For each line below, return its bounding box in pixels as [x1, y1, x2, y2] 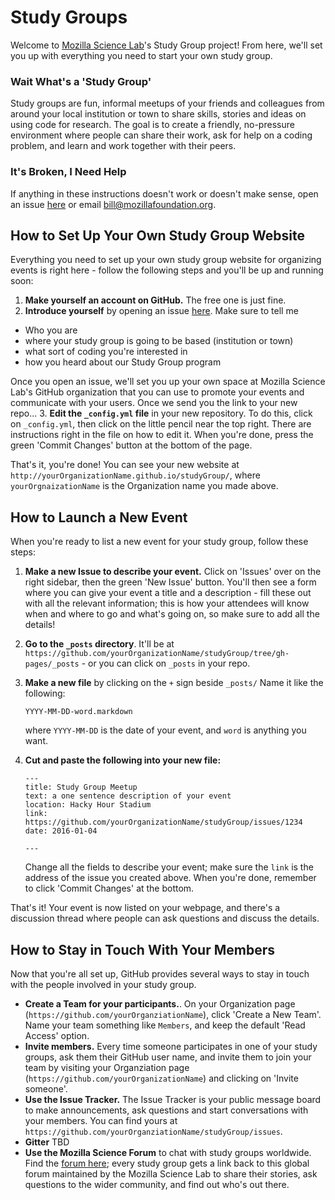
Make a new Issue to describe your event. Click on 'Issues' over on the [24, 566, 322, 578]
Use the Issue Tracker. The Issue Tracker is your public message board [24, 1093, 322, 1105]
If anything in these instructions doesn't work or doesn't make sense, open [10, 187, 319, 200]
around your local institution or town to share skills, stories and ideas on [10, 108, 307, 120]
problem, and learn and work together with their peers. [10, 140, 237, 152]
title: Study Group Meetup [24, 782, 138, 793]
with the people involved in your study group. [10, 978, 197, 990]
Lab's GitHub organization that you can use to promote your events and [10, 386, 305, 398]
